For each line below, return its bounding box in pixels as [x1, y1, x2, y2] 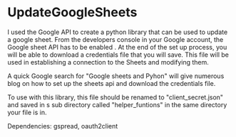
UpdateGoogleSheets [7, 4, 138, 21]
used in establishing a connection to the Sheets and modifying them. [7, 57, 209, 66]
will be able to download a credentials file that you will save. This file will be [7, 50, 230, 59]
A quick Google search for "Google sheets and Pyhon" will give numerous [7, 72, 225, 80]
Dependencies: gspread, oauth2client [7, 121, 118, 130]
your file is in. [7, 108, 47, 116]
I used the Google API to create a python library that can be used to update [7, 28, 228, 36]
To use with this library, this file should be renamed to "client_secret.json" [7, 93, 223, 102]
